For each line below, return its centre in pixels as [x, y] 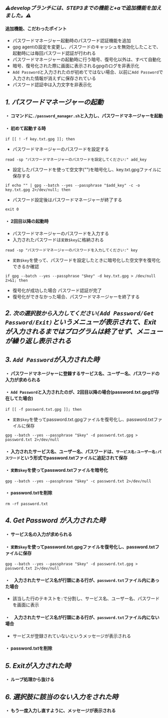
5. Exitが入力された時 [38, 666]
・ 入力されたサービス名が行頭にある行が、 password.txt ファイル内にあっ [82, 580]
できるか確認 [26, 266]
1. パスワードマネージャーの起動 [54, 102]
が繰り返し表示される [38, 341]
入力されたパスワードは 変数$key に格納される [58, 240]
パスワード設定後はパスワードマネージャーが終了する [67, 200]
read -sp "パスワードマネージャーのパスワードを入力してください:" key [71, 250]
